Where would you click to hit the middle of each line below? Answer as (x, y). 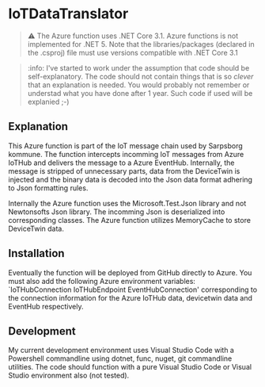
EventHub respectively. (46, 306)
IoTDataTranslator (68, 14)
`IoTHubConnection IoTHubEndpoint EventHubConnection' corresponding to (133, 289)
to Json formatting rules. (48, 188)
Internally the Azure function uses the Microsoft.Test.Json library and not (127, 203)
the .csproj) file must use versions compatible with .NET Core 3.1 (133, 52)
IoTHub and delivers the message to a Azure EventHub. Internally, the (121, 163)
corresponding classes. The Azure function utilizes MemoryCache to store (130, 220)
